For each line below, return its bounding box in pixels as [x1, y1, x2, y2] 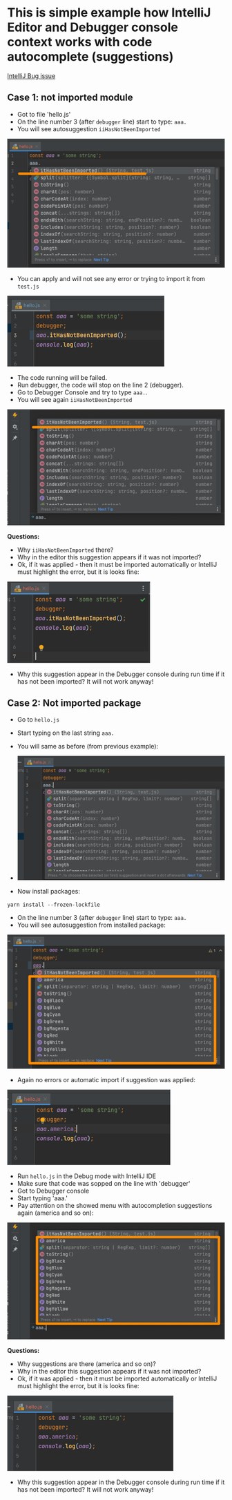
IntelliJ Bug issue [7, 71, 56, 80]
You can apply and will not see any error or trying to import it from [17, 274, 206, 282]
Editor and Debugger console [7, 19, 178, 35]
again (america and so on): [17, 1209, 94, 1217]
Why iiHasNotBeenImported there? [17, 546, 114, 554]
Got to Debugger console [17, 1186, 90, 1195]
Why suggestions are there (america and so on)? [17, 1360, 157, 1368]
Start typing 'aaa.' [17, 1193, 68, 1202]
